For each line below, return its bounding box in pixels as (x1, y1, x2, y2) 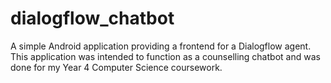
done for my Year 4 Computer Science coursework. (10, 61, 223, 73)
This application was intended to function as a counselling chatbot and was (10, 50, 321, 62)
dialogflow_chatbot (10, 7, 175, 30)
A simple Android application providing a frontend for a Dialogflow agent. (10, 40, 312, 52)
